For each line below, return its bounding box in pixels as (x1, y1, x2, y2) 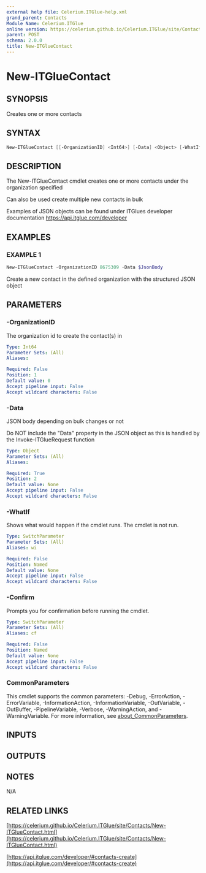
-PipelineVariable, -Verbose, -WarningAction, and (33, 706, 158, 713)
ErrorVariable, (6, 699, 42, 706)
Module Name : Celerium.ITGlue (6, 20, 84, 26)
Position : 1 (6, 372, 37, 378)
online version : (6, 26, 48, 32)
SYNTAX (6, 128, 41, 139)
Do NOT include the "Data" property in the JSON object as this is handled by (6, 429, 200, 436)
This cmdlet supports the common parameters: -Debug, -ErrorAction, (6, 692, 182, 700)
